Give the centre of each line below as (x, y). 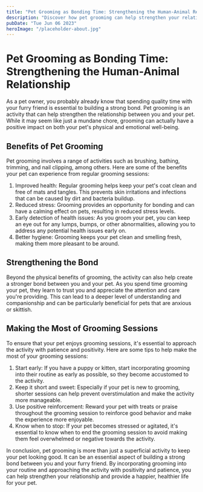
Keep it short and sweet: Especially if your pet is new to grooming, (97, 387)
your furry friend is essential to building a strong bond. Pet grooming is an (98, 108)
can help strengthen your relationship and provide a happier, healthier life (98, 476)
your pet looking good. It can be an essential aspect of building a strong (96, 457)
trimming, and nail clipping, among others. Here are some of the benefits (97, 167)
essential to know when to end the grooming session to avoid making (101, 432)
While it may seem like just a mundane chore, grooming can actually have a (100, 121)
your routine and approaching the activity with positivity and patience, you (99, 470)
